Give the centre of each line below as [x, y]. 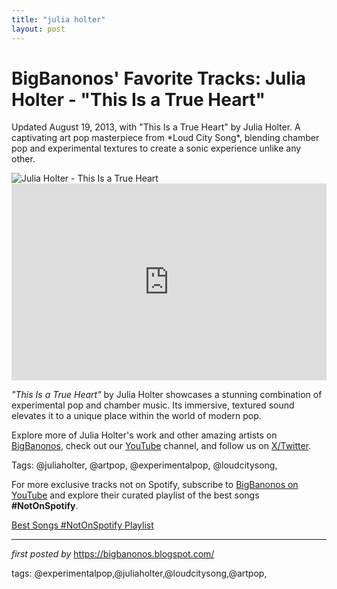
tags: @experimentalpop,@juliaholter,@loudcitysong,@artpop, [139, 573]
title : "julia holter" [58, 19]
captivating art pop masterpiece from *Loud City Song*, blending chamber [165, 138]
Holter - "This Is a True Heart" [138, 99]
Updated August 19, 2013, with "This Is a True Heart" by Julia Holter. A [156, 127]
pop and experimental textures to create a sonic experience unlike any [156, 148]
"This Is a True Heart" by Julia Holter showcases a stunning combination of [167, 395]
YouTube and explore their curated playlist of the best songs [135, 495]
